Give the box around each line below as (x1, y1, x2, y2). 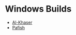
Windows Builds (5, 3, 72, 15)
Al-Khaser (12, 19, 32, 25)
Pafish (12, 24, 25, 30)
